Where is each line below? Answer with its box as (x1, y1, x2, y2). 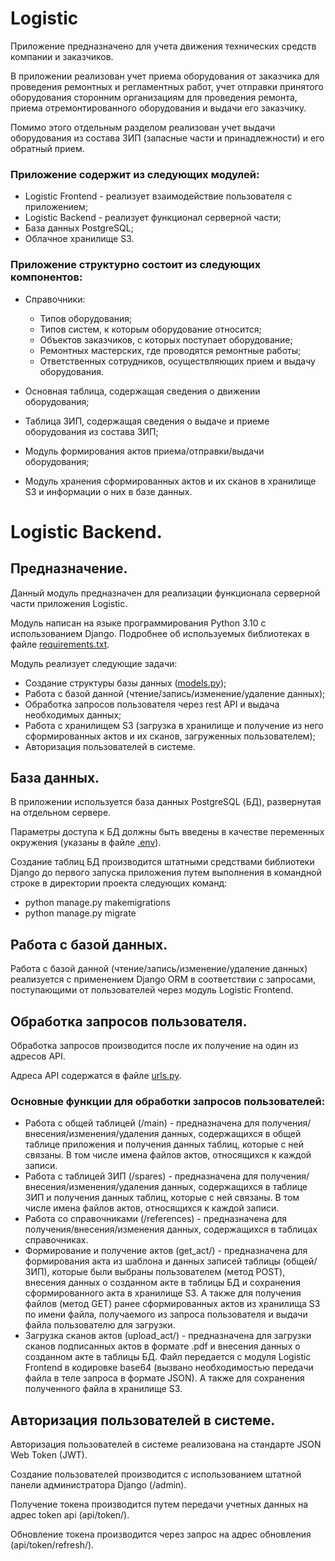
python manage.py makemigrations (24, 897, 171, 909)
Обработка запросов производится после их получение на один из (10, 1039, 299, 1051)
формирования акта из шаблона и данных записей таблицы (24, 1255, 281, 1267)
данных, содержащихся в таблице (161, 1181, 308, 1193)
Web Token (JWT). (10, 1449, 88, 1461)
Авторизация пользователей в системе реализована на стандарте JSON (10, 1438, 322, 1451)
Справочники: (24, 293, 86, 305)
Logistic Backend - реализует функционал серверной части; (24, 212, 282, 224)
